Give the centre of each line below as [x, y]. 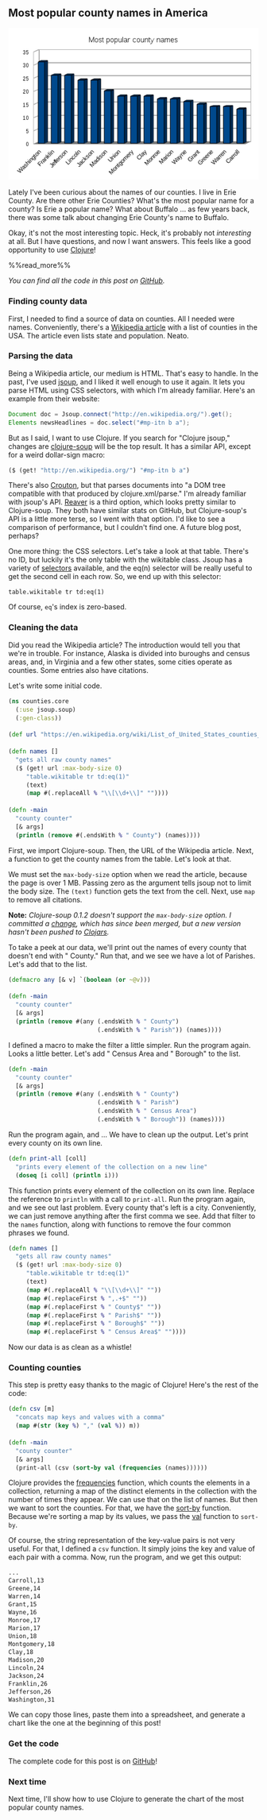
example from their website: [54, 398]
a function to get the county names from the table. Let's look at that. [120, 859]
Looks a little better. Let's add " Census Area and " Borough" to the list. [124, 1053]
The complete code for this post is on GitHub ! [83, 1761]
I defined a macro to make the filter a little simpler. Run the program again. [130, 1045]
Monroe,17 [25, 1621]
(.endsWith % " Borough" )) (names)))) [161, 1119]
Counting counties [45, 1368]
